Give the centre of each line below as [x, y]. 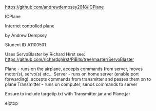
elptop [11, 103]
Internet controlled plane [30, 26]
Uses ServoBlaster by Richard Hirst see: [45, 54]
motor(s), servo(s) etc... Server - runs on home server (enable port [72, 74]
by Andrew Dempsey [26, 35]
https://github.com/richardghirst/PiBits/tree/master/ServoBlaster [70, 59]
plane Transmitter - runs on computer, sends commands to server [71, 84]
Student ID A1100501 [26, 45]
